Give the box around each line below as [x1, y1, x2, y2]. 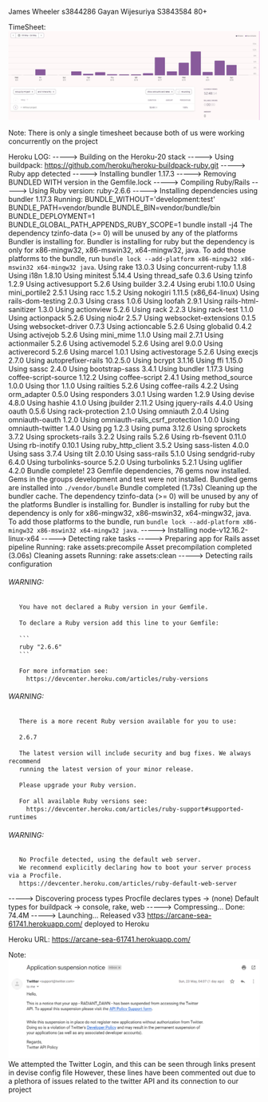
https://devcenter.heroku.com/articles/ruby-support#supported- [26, 806, 245, 814]
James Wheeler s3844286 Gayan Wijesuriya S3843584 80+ [8, 7, 207, 16]
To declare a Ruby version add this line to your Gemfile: [18, 619, 219, 627]
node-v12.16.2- [199, 525, 249, 534]
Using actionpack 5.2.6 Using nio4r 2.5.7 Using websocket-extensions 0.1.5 [8, 313, 257, 323]
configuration [8, 559, 53, 569]
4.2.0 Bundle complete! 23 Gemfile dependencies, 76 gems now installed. [8, 466, 251, 475]
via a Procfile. [8, 872, 62, 880]
